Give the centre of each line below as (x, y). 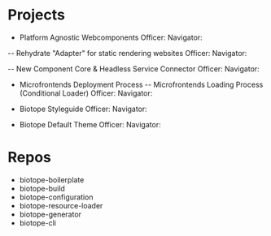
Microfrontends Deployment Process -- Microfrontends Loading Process (141, 84)
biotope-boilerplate (52, 179)
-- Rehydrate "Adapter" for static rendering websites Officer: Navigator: (127, 53)
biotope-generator (50, 214)
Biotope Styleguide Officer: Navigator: (83, 109)
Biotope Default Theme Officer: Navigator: (90, 124)
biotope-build (42, 188)
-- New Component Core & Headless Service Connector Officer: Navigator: (133, 69)
